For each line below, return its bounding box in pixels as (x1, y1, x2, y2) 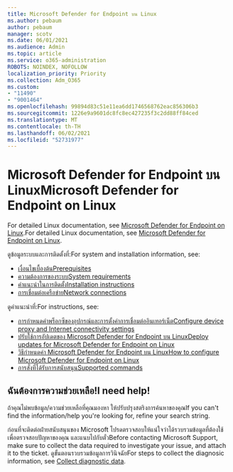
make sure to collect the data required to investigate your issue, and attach (7, 441, 227, 449)
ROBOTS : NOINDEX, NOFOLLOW (7, 63, 87, 70)
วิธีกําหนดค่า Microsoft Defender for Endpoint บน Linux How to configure (17, 348, 220, 357)
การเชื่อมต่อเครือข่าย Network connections (17, 288, 126, 297)
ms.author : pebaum (7, 17, 62, 24)
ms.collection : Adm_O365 (7, 76, 81, 84)
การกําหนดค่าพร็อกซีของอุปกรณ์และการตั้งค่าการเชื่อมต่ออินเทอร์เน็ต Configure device (17, 317, 224, 325)
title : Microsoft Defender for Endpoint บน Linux (7, 10, 157, 18)
